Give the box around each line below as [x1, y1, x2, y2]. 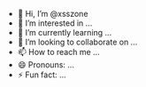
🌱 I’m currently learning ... [17, 28, 112, 37]
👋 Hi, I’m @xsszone [17, 9, 88, 19]
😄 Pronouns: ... [17, 59, 75, 70]
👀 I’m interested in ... [17, 18, 93, 28]
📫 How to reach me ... [17, 47, 100, 57]
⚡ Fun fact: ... [17, 69, 66, 80]
